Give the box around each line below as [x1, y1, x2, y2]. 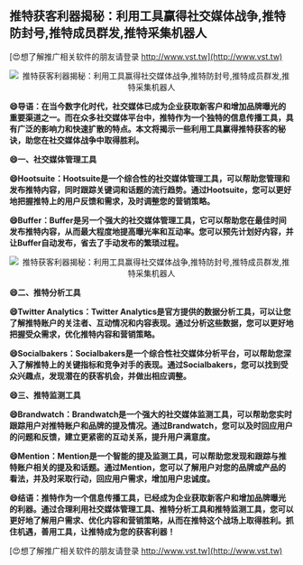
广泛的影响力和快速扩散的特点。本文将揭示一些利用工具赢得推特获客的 [16, 123, 278, 134]
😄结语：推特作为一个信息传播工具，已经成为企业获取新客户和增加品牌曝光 [9, 492, 287, 503]
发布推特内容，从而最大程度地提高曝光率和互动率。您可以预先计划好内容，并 [9, 226, 294, 236]
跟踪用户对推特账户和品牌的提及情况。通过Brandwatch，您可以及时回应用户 [9, 420, 293, 431]
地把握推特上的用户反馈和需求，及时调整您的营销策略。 [9, 195, 215, 206]
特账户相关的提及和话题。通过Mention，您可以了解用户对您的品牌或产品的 [9, 461, 287, 472]
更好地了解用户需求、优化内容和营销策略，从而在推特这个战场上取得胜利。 [9, 514, 286, 525]
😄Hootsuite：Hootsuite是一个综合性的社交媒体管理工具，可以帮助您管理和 [9, 172, 290, 183]
